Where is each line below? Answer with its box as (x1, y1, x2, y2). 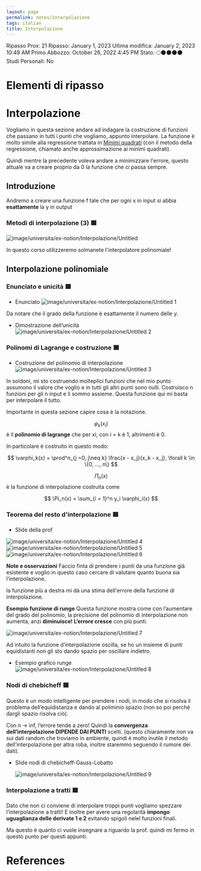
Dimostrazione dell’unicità (14, 322, 79, 329)
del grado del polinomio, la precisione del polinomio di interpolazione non (6, 611, 188, 618)
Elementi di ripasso (6, 79, 104, 92)
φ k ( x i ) (94, 420, 108, 429)
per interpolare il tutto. (6, 397, 62, 404)
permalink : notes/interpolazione (6, 14, 90, 20)
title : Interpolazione (6, 25, 63, 32)
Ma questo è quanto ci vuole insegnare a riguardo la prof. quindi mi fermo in (6, 826, 194, 834)
